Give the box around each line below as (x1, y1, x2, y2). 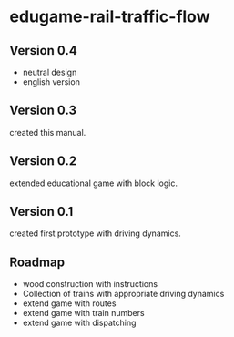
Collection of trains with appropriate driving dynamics (22, 289, 225, 300)
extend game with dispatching (22, 317, 137, 329)
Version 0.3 (9, 103, 77, 118)
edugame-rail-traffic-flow (9, 6, 210, 27)
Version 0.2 (9, 153, 77, 169)
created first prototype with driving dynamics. (9, 228, 182, 239)
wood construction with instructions (22, 279, 158, 290)
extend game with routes (22, 298, 117, 309)
